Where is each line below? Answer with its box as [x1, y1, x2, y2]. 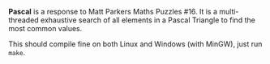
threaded [8, 15, 39, 25]
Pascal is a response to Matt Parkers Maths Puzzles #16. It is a [8, 7, 217, 16]
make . [8, 48, 26, 57]
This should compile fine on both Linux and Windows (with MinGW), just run [8, 39, 263, 49]
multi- [218, 7, 239, 16]
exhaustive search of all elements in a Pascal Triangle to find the [40, 15, 255, 25]
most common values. [8, 24, 83, 33]
